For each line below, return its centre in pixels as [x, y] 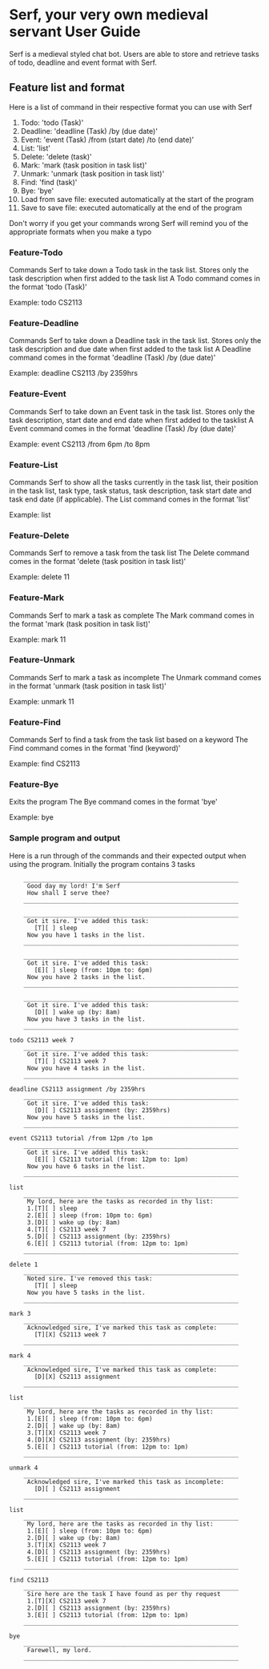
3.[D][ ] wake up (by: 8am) [74, 1222]
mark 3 [20, 1313]
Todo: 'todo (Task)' [52, 123]
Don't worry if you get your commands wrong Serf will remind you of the [129, 223]
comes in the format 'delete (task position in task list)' [98, 562]
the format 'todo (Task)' [48, 287]
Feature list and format [67, 88]
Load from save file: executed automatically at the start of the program [137, 199]
